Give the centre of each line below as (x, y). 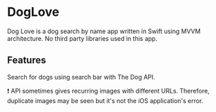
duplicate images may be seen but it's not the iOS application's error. (105, 100)
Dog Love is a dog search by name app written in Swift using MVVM (104, 31)
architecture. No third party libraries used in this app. (82, 38)
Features (27, 60)
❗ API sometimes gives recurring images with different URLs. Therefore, (108, 91)
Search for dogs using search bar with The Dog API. (81, 77)
